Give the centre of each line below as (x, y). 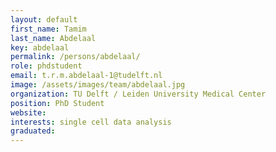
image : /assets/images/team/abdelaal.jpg (98, 85)
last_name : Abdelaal (53, 38)
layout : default (44, 19)
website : (28, 112)
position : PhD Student (57, 103)
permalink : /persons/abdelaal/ (75, 57)
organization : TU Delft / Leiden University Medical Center (138, 94)
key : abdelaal (40, 47)
